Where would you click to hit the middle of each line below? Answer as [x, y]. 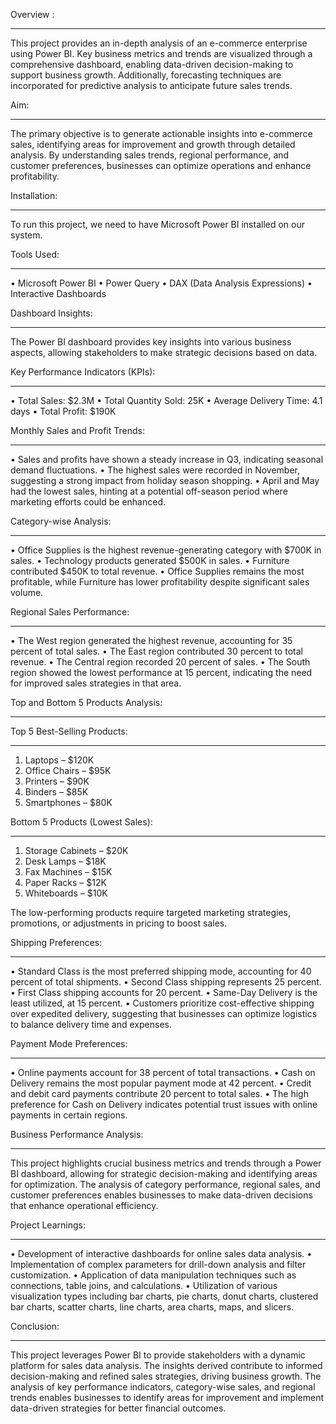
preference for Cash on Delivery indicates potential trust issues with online [164, 1104]
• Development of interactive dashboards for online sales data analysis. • [161, 1253]
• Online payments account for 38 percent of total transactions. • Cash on [163, 1072]
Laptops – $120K [59, 760]
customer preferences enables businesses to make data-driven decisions [161, 1195]
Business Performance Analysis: [77, 1134]
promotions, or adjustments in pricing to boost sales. [119, 923]
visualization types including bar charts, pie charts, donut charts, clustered [164, 1296]
